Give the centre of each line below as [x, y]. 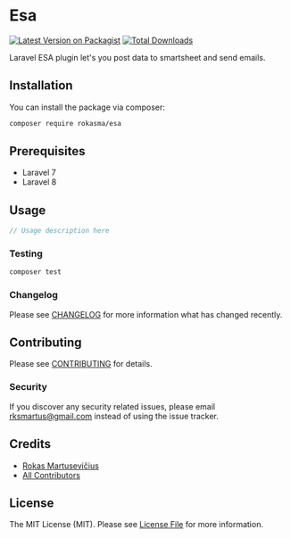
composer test [36, 272]
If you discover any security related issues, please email [112, 406]
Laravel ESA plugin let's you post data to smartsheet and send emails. [137, 57]
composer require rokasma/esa [66, 123]
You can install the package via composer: [87, 107]
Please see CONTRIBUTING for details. [81, 364]
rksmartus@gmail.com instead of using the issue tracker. [114, 416]
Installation [41, 86]
